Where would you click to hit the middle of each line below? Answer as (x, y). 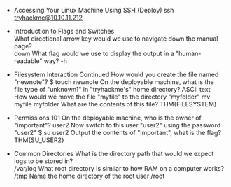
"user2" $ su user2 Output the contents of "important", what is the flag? (118, 133)
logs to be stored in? (43, 161)
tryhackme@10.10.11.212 (48, 18)
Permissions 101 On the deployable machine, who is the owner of (107, 118)
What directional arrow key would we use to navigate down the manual (116, 39)
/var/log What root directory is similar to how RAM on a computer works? (119, 168)
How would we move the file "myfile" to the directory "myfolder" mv (112, 97)
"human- (188, 53)
